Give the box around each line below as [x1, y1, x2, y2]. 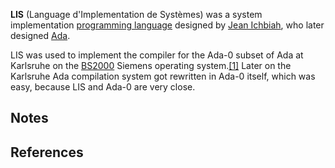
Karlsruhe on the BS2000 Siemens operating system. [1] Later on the [10, 60, 292, 71]
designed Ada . [10, 30, 71, 41]
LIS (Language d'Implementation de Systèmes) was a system [10, 9, 263, 20]
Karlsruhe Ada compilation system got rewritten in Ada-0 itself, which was [10, 70, 316, 82]
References [10, 144, 84, 161]
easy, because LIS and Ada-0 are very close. [10, 81, 196, 93]
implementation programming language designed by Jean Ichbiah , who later [10, 19, 325, 31]
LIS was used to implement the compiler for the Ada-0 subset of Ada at [10, 49, 304, 61]
